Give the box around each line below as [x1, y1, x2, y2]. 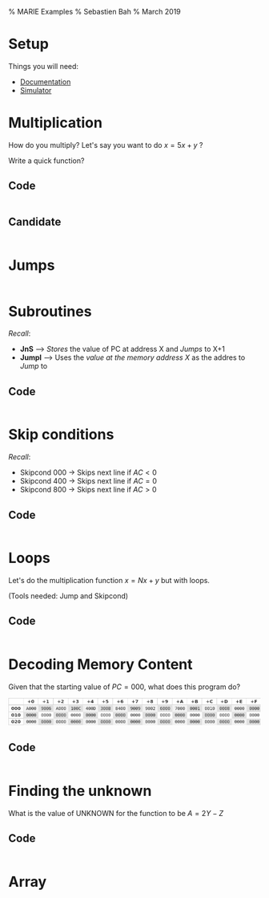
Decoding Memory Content [8, 655, 194, 673]
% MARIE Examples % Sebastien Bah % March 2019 [8, 7, 182, 16]
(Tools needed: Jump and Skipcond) [8, 590, 129, 601]
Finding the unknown [8, 782, 152, 800]
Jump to [19, 361, 48, 371]
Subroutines [8, 302, 92, 320]
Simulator [19, 85, 52, 95]
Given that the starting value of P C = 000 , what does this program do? [8, 682, 241, 692]
